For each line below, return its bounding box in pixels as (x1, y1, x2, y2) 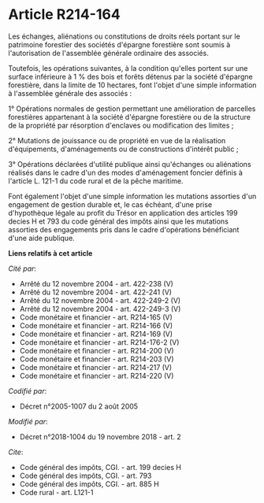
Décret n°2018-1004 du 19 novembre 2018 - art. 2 (19, 431, 181, 442)
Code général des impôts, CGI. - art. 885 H (19, 479, 159, 489)
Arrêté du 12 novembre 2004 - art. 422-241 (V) (19, 287, 172, 297)
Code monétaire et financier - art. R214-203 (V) (19, 354, 174, 364)
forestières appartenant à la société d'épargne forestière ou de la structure (8, 112, 251, 121)
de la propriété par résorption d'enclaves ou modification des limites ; (8, 120, 234, 130)
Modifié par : (8, 416, 49, 426)
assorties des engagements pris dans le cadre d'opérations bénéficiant (8, 224, 240, 234)
